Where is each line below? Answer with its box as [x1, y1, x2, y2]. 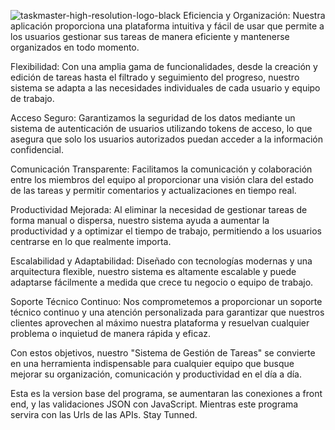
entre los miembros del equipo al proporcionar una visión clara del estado [10, 174, 314, 185]
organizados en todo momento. [10, 41, 140, 53]
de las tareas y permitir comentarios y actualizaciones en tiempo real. [10, 185, 297, 196]
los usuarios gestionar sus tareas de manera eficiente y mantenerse [10, 31, 290, 42]
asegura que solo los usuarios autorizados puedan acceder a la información [10, 133, 324, 145]
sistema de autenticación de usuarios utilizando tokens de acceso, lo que [10, 123, 313, 134]
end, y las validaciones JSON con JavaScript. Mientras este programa [10, 398, 299, 410]
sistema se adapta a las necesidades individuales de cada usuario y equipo [10, 82, 321, 94]
